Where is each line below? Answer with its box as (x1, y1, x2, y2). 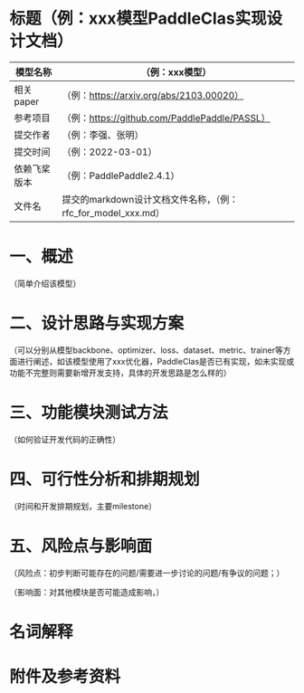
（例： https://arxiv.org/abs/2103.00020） (62, 89, 244, 101)
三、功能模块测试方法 (9, 403, 169, 422)
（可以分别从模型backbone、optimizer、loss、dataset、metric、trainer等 (9, 345, 283, 356)
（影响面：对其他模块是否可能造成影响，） (9, 586, 165, 597)
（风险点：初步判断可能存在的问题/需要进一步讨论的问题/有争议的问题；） (9, 567, 285, 578)
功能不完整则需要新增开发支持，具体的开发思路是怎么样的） (9, 367, 232, 378)
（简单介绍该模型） (9, 278, 81, 289)
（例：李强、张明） (62, 128, 145, 141)
